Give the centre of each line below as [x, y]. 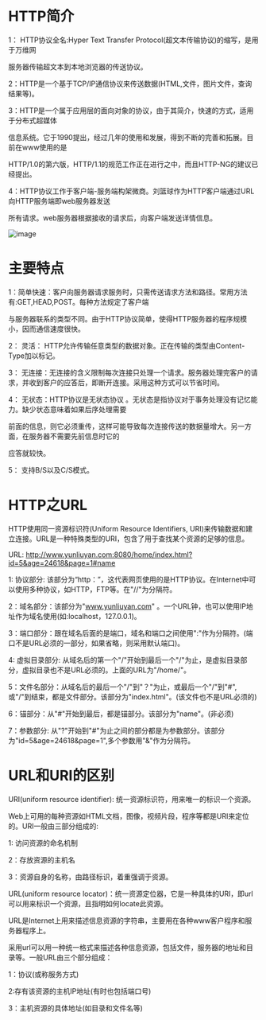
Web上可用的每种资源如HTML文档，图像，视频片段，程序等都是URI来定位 [129, 816]
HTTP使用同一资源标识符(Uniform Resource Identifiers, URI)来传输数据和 [127, 528]
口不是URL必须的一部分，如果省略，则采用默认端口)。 [96, 643]
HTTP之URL [48, 505]
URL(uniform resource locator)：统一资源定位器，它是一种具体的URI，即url [131, 893]
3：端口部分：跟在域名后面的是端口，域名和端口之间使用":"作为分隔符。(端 [131, 633]
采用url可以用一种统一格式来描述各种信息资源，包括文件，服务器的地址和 [127, 947]
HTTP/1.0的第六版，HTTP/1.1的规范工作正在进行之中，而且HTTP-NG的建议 [130, 164]
